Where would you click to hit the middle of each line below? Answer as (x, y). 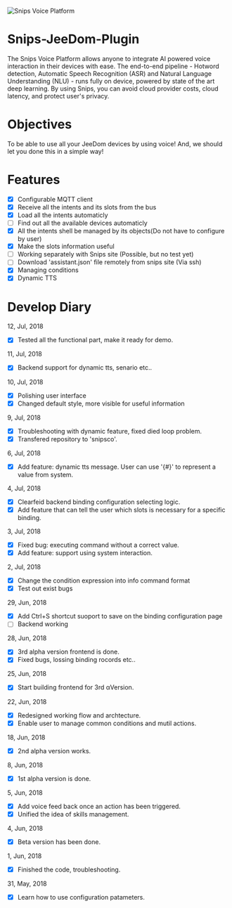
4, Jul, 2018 (24, 488)
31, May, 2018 (27, 883)
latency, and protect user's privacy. (58, 96)
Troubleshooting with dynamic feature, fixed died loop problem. (110, 431)
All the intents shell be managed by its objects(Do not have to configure (121, 231)
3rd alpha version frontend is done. (68, 652)
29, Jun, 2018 (27, 603)
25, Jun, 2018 (27, 674)
